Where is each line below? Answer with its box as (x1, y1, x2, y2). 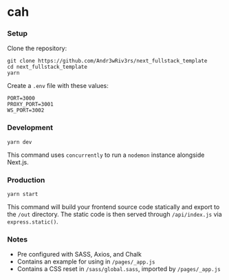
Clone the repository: (7, 44, 67, 52)
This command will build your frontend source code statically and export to (7, 203, 220, 211)
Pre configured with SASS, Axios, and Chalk (17, 250, 142, 259)
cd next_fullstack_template (7, 63, 88, 71)
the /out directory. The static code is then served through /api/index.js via (7, 211, 222, 219)
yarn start (7, 191, 39, 198)
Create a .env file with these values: (7, 82, 109, 90)
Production (7, 175, 45, 184)
